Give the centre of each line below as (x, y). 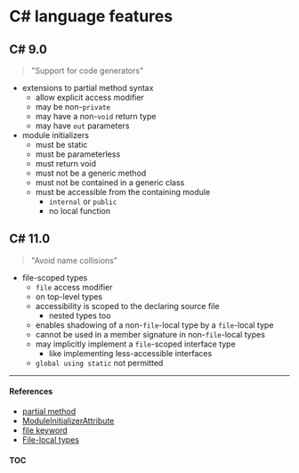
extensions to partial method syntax (88, 88)
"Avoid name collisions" (74, 260)
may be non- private (73, 107)
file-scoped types (55, 277)
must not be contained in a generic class (110, 183)
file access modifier (74, 287)
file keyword (45, 430)
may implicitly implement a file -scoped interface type (135, 344)
